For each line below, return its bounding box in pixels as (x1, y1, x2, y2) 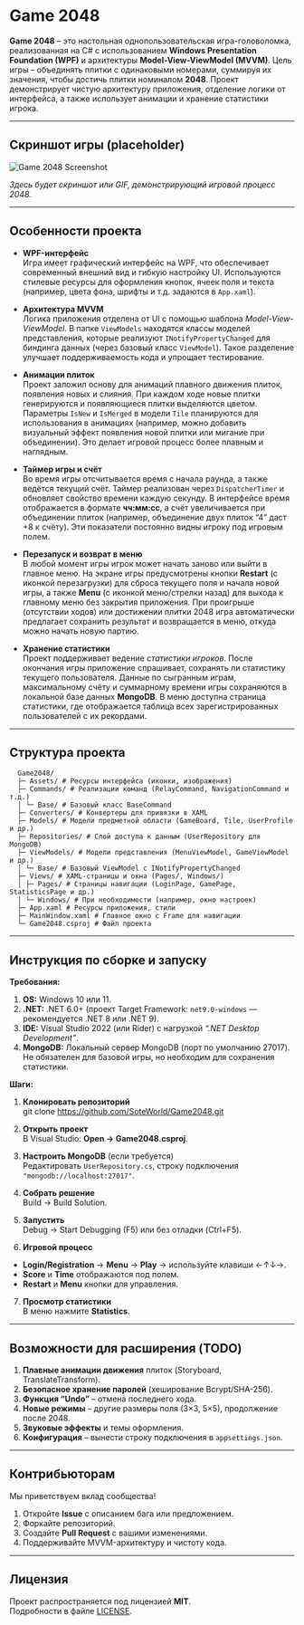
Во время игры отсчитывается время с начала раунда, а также (22, 473, 269, 484)
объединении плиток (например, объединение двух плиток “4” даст (22, 511, 288, 522)
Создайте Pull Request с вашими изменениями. (22, 1527, 208, 1538)
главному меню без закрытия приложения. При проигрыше (22, 597, 255, 607)
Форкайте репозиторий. (22, 1517, 116, 1528)
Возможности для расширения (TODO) (9, 1341, 242, 1356)
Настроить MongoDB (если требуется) (22, 1151, 175, 1161)
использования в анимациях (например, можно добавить (22, 417, 247, 428)
